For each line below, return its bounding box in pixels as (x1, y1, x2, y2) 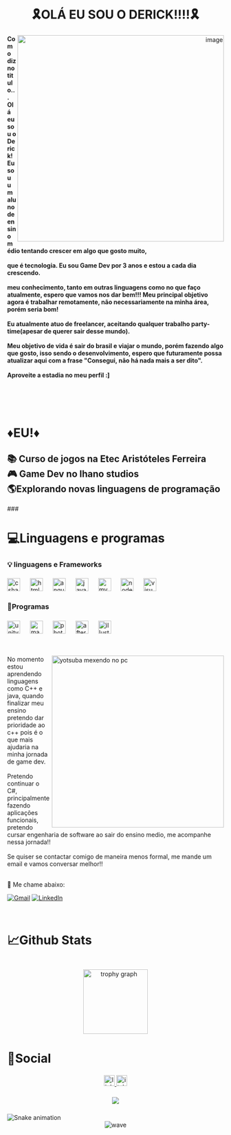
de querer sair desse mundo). (43, 327, 131, 335)
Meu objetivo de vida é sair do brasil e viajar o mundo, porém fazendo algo (7, 341, 223, 349)
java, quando (7, 692, 44, 700)
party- (191, 319, 210, 328)
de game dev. (7, 757, 46, 766)
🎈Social (7, 1050, 52, 1066)
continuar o (7, 779, 40, 788)
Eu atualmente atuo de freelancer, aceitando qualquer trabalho (7, 319, 190, 328)
